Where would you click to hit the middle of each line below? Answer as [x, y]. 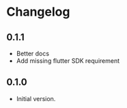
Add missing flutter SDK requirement [68, 61]
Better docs [32, 53]
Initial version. [36, 98]
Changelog [38, 12]
